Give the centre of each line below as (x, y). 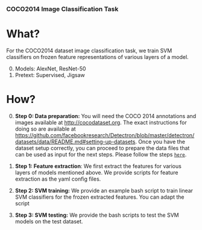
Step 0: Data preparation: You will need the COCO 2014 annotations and (106, 116)
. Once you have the (160, 141)
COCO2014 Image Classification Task (62, 9)
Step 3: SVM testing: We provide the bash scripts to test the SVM (97, 215)
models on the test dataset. (49, 221)
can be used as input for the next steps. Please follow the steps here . (101, 154)
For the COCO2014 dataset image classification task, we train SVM (89, 51)
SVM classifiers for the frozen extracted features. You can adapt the (100, 197)
